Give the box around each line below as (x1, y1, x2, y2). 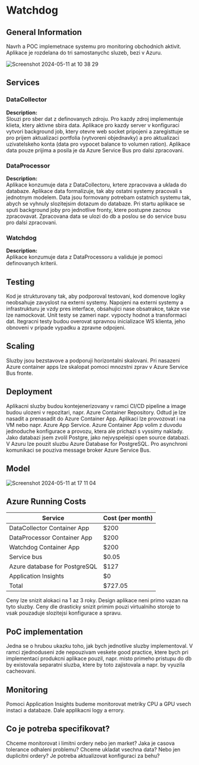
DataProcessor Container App (9, 533, 93, 542)
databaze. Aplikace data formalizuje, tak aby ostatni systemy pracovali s (6, 187, 182, 194)
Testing (6, 277, 35, 287)
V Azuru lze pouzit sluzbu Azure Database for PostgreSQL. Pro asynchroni (6, 440, 188, 447)
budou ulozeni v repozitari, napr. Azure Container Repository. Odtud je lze (6, 409, 187, 416)
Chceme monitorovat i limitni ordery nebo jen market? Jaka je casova (6, 740, 175, 747)
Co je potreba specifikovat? (6, 724, 110, 734)
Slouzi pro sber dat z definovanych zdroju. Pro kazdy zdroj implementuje (6, 115, 184, 122)
